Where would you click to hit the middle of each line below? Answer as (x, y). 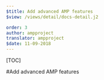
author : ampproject (30, 33)
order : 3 (17, 27)
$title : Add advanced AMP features (50, 11)
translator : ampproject (35, 39)
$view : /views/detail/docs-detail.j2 (52, 17)
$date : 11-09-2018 (28, 44)
